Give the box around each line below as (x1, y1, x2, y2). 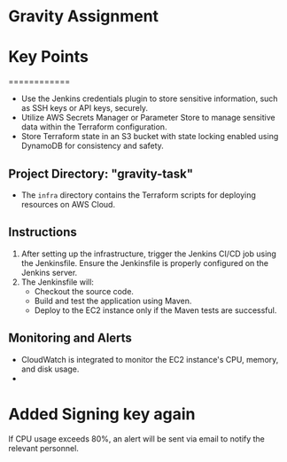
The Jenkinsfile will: (20, 277, 95, 287)
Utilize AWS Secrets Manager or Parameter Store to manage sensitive (20, 113, 275, 123)
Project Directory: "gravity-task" (8, 166, 194, 181)
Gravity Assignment (8, 6, 159, 27)
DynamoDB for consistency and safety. (20, 140, 165, 152)
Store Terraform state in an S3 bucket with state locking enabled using (20, 131, 279, 142)
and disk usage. (20, 364, 80, 374)
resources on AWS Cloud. (20, 199, 116, 209)
